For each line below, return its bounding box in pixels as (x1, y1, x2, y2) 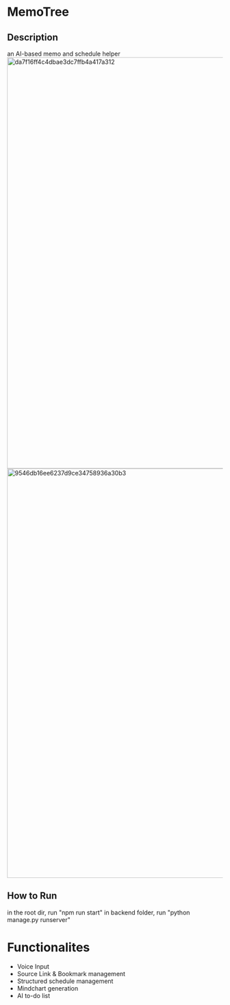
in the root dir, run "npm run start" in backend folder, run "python (7, 908, 190, 917)
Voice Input (16, 962, 50, 971)
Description (7, 32, 58, 43)
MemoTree (7, 4, 70, 20)
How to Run (7, 890, 57, 902)
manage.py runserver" (7, 915, 71, 923)
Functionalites (7, 940, 90, 955)
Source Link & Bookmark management (16, 969, 125, 978)
